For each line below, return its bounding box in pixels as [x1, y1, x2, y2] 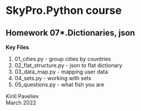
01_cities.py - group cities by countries [14, 55, 111, 62]
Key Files [5, 43, 30, 51]
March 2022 [5, 99, 37, 106]
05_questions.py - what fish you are [14, 81, 104, 88]
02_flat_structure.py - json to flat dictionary [14, 62, 122, 69]
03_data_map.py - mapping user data [14, 68, 108, 75]
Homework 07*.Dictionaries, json [5, 28, 136, 38]
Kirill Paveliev [5, 93, 39, 100]
